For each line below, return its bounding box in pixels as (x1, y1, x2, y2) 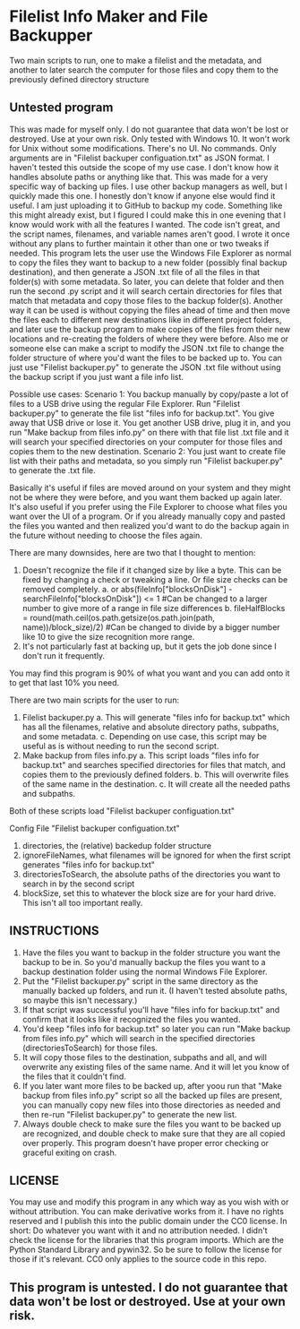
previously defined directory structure (9, 73, 150, 84)
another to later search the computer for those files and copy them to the (9, 65, 279, 75)
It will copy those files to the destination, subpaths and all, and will (21, 1051, 267, 1063)
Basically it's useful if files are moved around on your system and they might (9, 482, 291, 493)
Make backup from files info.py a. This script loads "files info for (21, 750, 260, 761)
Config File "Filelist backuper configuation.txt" (9, 823, 181, 833)
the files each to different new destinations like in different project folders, (9, 314, 282, 324)
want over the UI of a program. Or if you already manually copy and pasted (9, 511, 286, 522)
